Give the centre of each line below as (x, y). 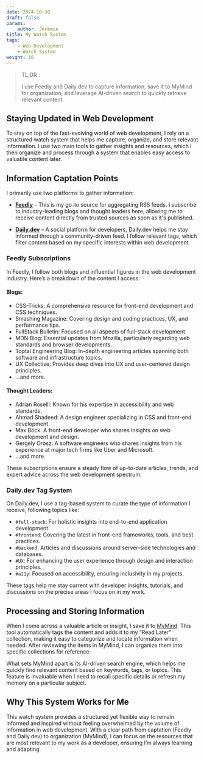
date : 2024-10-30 (28, 12)
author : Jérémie (38, 29)
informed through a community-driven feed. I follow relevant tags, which (106, 236)
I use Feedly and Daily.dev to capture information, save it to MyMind (107, 87)
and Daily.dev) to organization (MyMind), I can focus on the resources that (100, 736)
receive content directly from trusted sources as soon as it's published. (104, 218)
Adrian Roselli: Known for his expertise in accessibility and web (94, 404)
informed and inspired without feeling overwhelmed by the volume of (93, 723)
